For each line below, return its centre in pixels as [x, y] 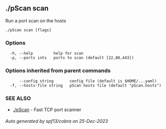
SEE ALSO [18, 98]
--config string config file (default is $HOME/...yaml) [88, 81]
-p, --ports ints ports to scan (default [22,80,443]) [72, 58]
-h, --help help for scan [47, 54]
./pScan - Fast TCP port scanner [47, 110]
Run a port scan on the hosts [36, 20]
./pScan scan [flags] [28, 30]
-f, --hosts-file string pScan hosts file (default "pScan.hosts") [86, 86]
